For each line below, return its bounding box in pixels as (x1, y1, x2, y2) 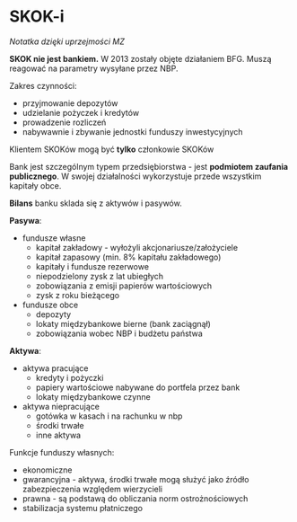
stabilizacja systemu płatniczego (22, 502, 144, 513)
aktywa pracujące (22, 362, 89, 374)
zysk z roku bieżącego (35, 289, 119, 300)
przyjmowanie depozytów (22, 97, 118, 109)
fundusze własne (22, 232, 86, 243)
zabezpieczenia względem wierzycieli (22, 483, 163, 494)
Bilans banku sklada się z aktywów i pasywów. (9, 198, 182, 208)
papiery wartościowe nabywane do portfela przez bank (35, 382, 240, 393)
